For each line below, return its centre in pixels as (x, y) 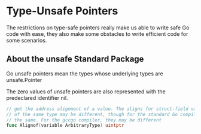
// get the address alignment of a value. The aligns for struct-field (97, 109)
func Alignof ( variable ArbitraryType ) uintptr (65, 126)
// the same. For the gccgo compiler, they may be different (84, 120)
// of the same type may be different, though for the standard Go (92, 114)
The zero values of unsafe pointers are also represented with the (86, 92)
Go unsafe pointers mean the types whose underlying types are (85, 74)
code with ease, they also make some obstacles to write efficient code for (97, 33)
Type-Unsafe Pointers (62, 11)
